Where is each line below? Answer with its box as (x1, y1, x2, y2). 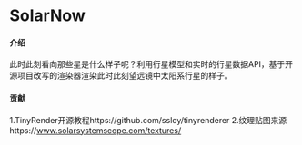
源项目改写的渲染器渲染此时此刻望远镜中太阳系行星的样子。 (9, 70, 233, 82)
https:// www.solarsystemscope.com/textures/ (9, 124, 182, 136)
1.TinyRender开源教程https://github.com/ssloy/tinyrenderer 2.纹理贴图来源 (9, 114, 287, 125)
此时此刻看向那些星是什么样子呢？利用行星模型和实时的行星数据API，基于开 (9, 59, 294, 70)
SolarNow (9, 5, 86, 26)
